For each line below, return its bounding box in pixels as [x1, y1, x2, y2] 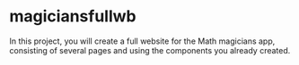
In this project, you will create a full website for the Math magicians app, [9, 36, 276, 46]
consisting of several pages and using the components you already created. [9, 45, 291, 55]
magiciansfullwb [9, 6, 136, 27]
